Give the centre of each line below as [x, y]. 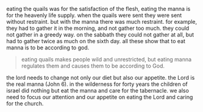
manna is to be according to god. [48, 47]
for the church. [25, 103]
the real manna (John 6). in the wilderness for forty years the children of [97, 84]
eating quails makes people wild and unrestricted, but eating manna [106, 59]
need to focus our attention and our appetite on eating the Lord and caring [100, 97]
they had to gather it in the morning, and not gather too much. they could [98, 28]
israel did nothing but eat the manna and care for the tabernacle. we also [98, 90]
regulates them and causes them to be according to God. [93, 66]
